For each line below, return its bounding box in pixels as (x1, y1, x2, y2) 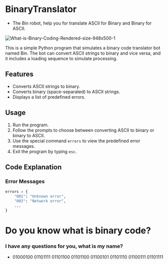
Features (5, 70, 34, 79)
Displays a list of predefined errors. (12, 94, 86, 100)
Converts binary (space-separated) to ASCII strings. (12, 89, 120, 95)
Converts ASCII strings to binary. (12, 83, 80, 89)
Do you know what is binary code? (5, 224, 151, 236)
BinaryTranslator (5, 4, 77, 15)
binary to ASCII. (12, 132, 45, 138)
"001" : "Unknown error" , (14, 194, 66, 199)
